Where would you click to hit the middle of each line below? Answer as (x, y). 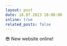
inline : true (19, 19)
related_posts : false (28, 24)
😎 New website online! (29, 39)
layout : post (19, 10)
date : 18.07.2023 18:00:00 (34, 15)
